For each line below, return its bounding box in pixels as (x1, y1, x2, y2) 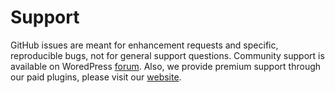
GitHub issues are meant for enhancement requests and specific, (10, 39, 279, 51)
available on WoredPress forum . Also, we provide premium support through (10, 60, 322, 72)
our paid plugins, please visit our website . (10, 71, 182, 83)
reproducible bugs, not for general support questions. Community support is (10, 49, 325, 61)
